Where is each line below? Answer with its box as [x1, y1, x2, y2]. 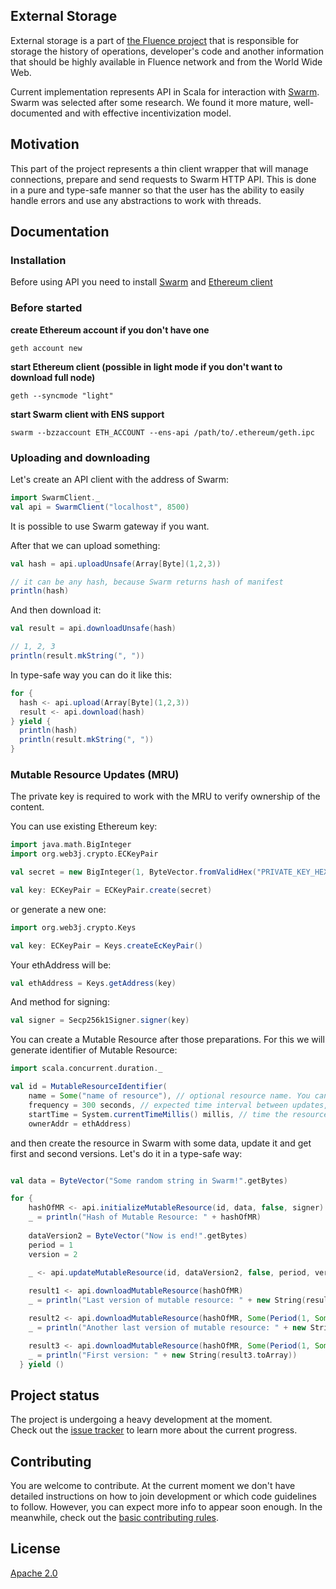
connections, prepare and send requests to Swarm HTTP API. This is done [10, 173, 317, 185]
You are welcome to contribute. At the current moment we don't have [10, 1480, 296, 1492]
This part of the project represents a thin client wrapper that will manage [10, 162, 309, 174]
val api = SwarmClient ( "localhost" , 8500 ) [10, 502, 190, 512]
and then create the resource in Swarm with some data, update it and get [10, 1137, 312, 1149]
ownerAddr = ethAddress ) [28, 1119, 132, 1129]
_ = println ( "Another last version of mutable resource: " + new [28, 1322, 307, 1333]
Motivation [10, 136, 80, 153]
